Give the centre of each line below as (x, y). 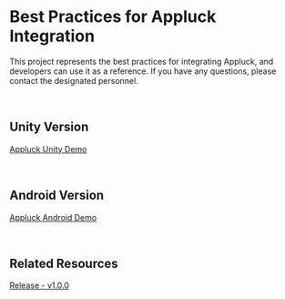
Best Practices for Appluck (113, 17)
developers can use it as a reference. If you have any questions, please (143, 71)
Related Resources (64, 263)
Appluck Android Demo (53, 217)
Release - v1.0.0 (40, 285)
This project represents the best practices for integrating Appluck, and (142, 61)
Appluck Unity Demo (48, 149)
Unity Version (49, 127)
